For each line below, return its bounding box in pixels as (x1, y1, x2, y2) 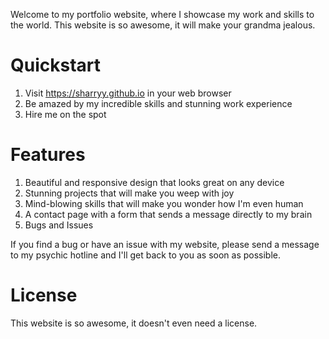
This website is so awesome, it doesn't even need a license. (10, 317, 258, 329)
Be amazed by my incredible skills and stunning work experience (24, 97, 293, 109)
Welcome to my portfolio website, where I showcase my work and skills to (10, 9, 315, 20)
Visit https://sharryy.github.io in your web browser (24, 87, 232, 99)
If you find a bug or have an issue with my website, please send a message (10, 238, 320, 250)
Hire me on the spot (24, 108, 107, 120)
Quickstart (10, 54, 102, 77)
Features (10, 144, 86, 166)
